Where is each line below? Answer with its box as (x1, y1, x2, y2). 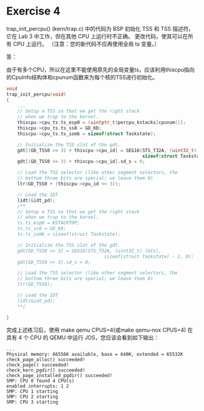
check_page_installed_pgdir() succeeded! (6, 372, 113, 378)
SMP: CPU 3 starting (6, 399, 59, 405)
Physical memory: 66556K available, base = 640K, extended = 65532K (6, 351, 183, 357)
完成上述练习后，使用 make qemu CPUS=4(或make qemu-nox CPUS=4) (6, 326, 186, 333)
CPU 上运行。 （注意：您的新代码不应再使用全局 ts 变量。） (13, 40, 160, 47)
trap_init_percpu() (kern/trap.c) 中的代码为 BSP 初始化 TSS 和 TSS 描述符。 (6, 25, 194, 32)
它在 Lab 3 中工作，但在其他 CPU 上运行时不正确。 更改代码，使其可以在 (6, 32, 188, 40)
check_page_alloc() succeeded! (6, 356, 86, 363)
